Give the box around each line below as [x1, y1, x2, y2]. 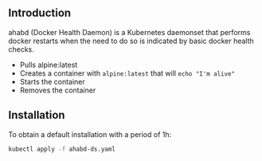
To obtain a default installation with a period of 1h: [8, 129, 172, 139]
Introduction [8, 6, 72, 20]
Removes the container [19, 85, 96, 95]
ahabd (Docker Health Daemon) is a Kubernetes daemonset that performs [8, 27, 251, 37]
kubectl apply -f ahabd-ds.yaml [8, 145, 115, 153]
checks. [8, 44, 34, 54]
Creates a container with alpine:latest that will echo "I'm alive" [19, 68, 236, 78]
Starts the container [19, 77, 85, 86]
